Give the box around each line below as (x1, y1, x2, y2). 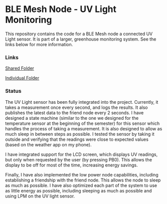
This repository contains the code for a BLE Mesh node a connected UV (5, 31, 153, 37)
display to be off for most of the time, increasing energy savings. (5, 162, 138, 168)
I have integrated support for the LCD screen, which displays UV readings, (5, 151, 158, 157)
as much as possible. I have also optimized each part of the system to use (5, 182, 157, 188)
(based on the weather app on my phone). (5, 141, 92, 147)
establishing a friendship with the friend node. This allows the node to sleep (5, 177, 161, 183)
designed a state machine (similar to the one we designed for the (5, 115, 139, 121)
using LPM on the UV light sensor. (5, 193, 75, 199)
